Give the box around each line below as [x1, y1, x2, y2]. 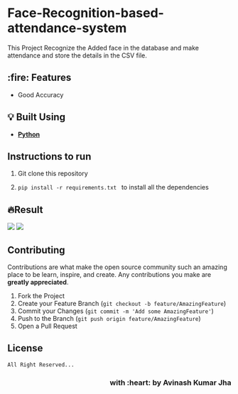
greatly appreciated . [7, 278, 69, 286]
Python [17, 130, 40, 138]
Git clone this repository [17, 169, 89, 178]
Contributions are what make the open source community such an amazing [7, 263, 227, 271]
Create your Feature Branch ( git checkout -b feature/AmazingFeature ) [17, 300, 227, 307]
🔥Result [7, 204, 43, 216]
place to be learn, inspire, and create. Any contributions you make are [7, 270, 212, 278]
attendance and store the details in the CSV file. [7, 51, 147, 60]
